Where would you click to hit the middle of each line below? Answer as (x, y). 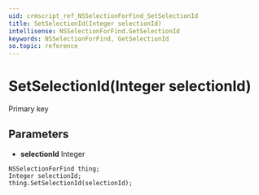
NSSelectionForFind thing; (54, 169)
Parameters (39, 134)
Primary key (29, 109)
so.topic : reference (44, 46)
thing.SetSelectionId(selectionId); (70, 183)
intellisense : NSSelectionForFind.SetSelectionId (94, 31)
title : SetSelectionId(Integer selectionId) (85, 24)
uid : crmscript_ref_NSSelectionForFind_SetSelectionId (103, 16)
